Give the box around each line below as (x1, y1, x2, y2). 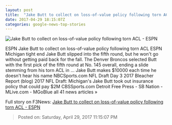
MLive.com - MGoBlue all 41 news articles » (5, 89, 98, 95)
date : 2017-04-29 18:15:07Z (5, 17, 66, 22)
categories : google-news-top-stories (5, 21, 86, 27)
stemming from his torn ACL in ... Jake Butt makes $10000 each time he (5, 67, 157, 73)
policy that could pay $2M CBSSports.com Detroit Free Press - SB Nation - (5, 84, 163, 90)
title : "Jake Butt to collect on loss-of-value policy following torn (5, 12, 161, 17)
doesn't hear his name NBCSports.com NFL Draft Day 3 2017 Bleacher (5, 72, 154, 79)
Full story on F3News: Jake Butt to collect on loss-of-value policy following (5, 99, 164, 105)
